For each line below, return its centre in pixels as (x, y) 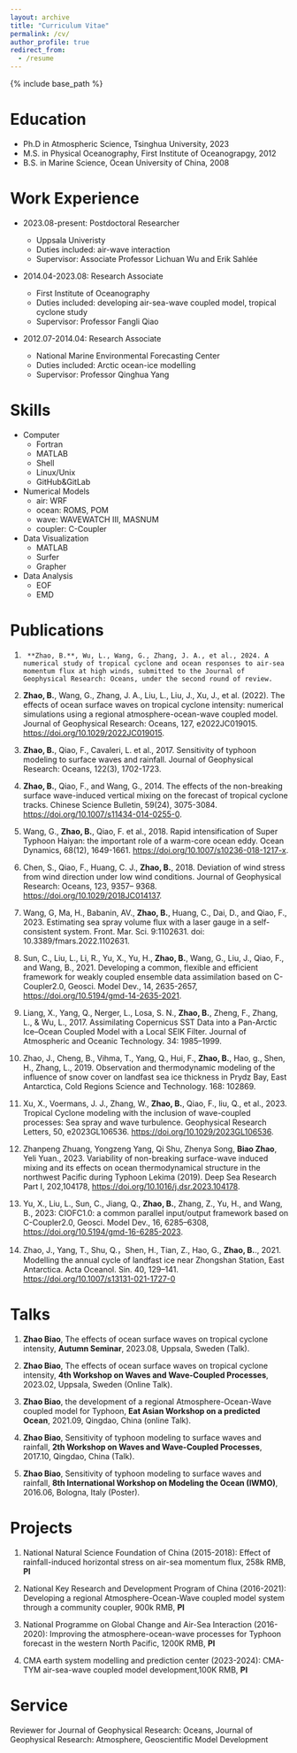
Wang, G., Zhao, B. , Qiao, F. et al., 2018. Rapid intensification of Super (150, 831)
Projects (42, 1528)
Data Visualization (56, 538)
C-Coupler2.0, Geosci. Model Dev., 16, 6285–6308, (116, 1222)
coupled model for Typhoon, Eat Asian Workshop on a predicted (141, 1411)
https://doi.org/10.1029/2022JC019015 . (93, 733)
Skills (30, 410)
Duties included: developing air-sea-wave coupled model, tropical (156, 303)
